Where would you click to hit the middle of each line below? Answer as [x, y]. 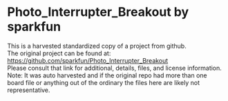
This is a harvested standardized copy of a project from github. [97, 46]
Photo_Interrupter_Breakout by [98, 12]
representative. [29, 90]
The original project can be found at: [59, 53]
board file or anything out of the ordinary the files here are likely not [104, 82]
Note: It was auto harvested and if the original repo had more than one [107, 75]
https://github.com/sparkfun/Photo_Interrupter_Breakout [88, 60]
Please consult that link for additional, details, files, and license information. [115, 68]
